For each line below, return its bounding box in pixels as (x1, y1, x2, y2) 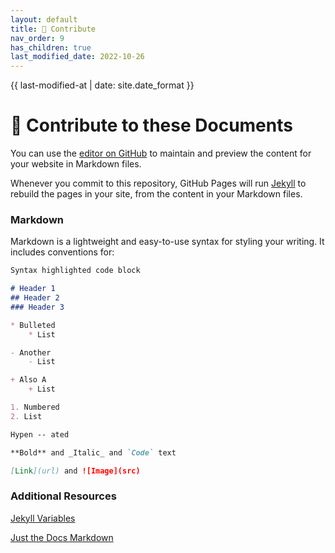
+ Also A (10, 375, 47, 385)
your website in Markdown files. (10, 158, 142, 170)
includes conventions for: (10, 246, 115, 258)
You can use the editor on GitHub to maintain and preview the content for (10, 147, 312, 160)
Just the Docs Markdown (10, 531, 114, 543)
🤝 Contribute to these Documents (10, 114, 293, 137)
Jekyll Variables (10, 512, 76, 524)
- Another (10, 347, 52, 358)
